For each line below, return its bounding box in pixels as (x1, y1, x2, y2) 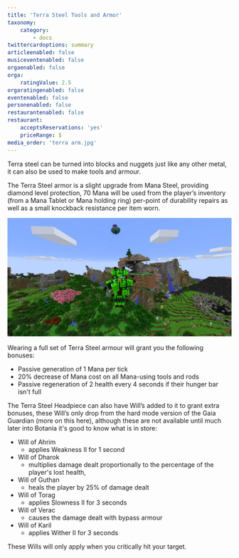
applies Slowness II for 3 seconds (28, 498, 127, 507)
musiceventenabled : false (7, 57, 84, 64)
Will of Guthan (17, 475, 60, 484)
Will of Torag (17, 491, 55, 500)
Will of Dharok (17, 453, 60, 462)
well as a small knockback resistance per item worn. (7, 204, 161, 212)
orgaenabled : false (7, 64, 65, 71)
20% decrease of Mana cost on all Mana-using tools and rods (17, 372, 199, 381)
